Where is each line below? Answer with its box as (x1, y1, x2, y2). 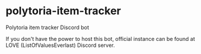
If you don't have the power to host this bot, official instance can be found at (5, 35, 196, 42)
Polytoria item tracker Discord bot (5, 24, 90, 31)
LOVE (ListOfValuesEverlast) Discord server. (5, 42, 116, 49)
